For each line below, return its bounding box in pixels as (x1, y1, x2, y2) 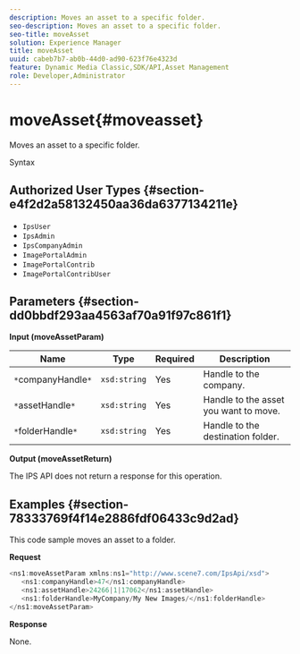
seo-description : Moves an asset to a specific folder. (9, 21, 221, 30)
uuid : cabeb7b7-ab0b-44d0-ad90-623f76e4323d (9, 55, 178, 64)
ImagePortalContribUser (21, 269, 112, 278)
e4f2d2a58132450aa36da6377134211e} (9, 197, 238, 212)
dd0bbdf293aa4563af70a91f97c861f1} (9, 308, 232, 323)
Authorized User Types (9, 183, 141, 198)
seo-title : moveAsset (9, 30, 90, 38)
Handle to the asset (203, 394, 285, 406)
